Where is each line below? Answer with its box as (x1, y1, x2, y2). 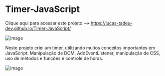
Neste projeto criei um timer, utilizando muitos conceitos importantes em (5, 44, 155, 50)
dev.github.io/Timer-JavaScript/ (5, 25, 71, 31)
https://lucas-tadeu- (90, 20, 133, 26)
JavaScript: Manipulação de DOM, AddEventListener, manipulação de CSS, (5, 50, 160, 56)
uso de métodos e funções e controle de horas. (5, 55, 104, 61)
